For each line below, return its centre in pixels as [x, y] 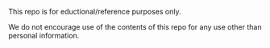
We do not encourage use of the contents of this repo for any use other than [135, 27]
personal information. [44, 36]
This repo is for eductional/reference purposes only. [95, 12]
